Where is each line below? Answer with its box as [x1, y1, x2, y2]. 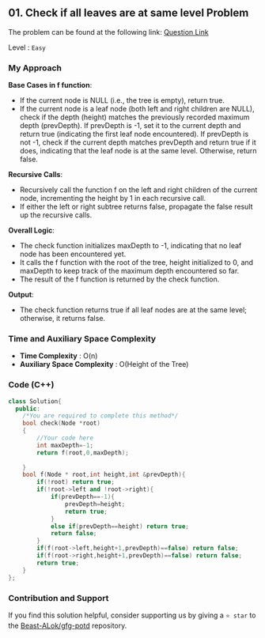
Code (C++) [8, 379, 55, 391]
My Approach [8, 62, 62, 74]
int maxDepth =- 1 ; [36, 441, 93, 449]
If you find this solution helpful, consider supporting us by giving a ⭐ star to [8, 610, 256, 620]
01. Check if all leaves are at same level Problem [8, 6, 249, 20]
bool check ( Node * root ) [22, 419, 101, 428]
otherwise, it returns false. [19, 314, 105, 323]
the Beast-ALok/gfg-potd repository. [8, 621, 127, 630]
